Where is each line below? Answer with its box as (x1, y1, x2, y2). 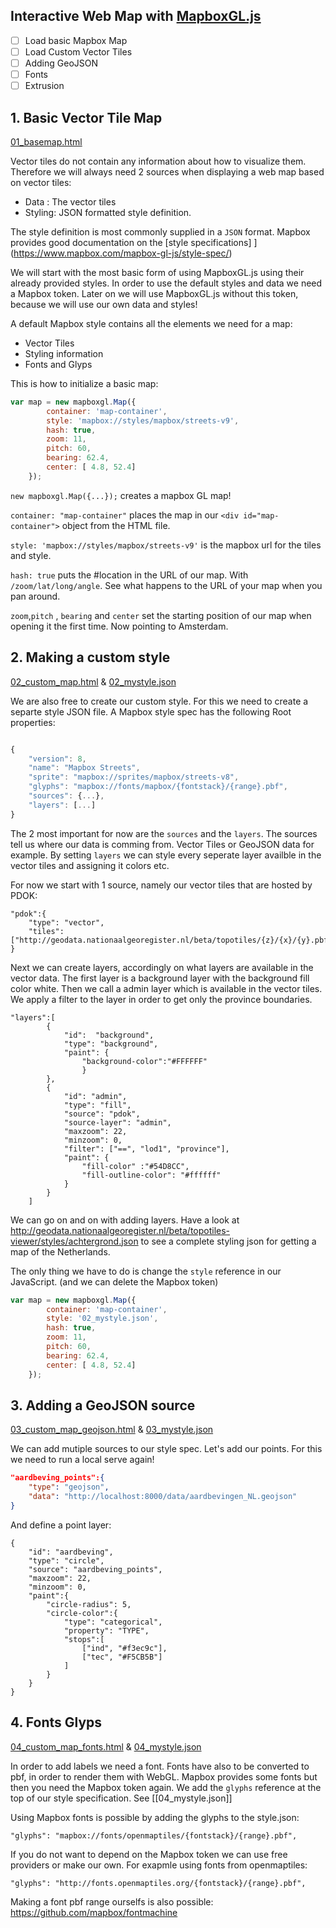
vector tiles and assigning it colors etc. (10, 859, 170, 871)
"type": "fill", (63, 1100, 132, 1110)
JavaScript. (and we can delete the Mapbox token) (10, 1275, 219, 1288)
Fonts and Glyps (24, 358, 93, 370)
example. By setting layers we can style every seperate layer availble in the (10, 849, 322, 861)
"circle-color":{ (46, 1608, 118, 1618)
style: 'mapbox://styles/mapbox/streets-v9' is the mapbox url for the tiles (10, 539, 322, 551)
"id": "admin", (63, 1091, 128, 1101)
